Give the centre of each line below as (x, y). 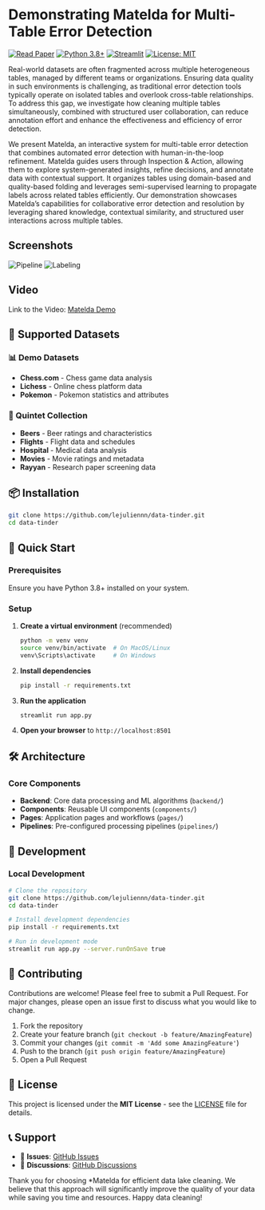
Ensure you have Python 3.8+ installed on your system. (99, 588)
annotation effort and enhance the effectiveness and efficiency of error (125, 120)
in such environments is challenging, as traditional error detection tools (125, 86)
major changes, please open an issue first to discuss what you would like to (132, 1002)
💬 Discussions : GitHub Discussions (78, 1165)
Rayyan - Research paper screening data (88, 467)
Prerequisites (35, 570)
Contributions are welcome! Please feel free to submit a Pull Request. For (129, 993)
